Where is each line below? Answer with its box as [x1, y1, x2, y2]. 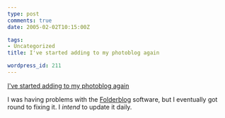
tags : [7, 36, 23, 43]
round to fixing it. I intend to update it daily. [7, 102, 132, 111]
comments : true [7, 17, 52, 24]
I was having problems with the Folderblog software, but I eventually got [7, 95, 218, 103]
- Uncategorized [7, 43, 55, 50]
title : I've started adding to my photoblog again [7, 49, 160, 57]
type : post [7, 10, 40, 18]
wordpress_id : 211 [7, 62, 62, 69]
